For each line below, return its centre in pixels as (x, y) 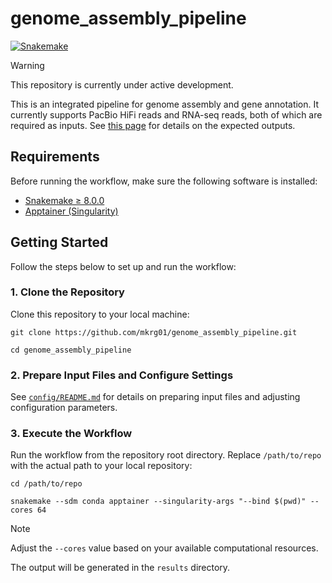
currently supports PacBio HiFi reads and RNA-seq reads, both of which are (166, 114)
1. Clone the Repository (67, 292)
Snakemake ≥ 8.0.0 (64, 200)
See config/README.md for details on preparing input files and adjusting (155, 397)
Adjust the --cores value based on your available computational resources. (164, 548)
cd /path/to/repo (46, 484)
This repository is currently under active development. (122, 84)
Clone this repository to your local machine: (100, 314)
